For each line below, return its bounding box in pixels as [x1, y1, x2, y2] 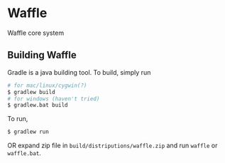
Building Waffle [7, 49, 77, 61]
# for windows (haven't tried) [7, 95, 100, 102]
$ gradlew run [7, 128, 50, 136]
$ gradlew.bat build [7, 102, 69, 109]
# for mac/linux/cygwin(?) [7, 82, 87, 89]
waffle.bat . [7, 149, 41, 157]
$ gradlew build [7, 88, 55, 95]
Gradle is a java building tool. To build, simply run [7, 68, 151, 76]
